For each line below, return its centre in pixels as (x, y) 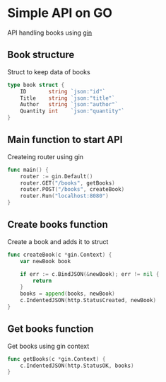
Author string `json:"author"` (69, 105)
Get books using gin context (48, 346)
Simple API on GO (60, 13)
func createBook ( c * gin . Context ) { (60, 255)
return (42, 281)
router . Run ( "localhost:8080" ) (65, 196)
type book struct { (36, 85)
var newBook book (46, 261)
